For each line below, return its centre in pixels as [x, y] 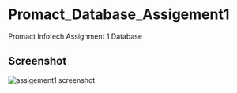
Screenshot [38, 61]
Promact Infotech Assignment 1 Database [75, 36]
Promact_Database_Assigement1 [119, 15]
